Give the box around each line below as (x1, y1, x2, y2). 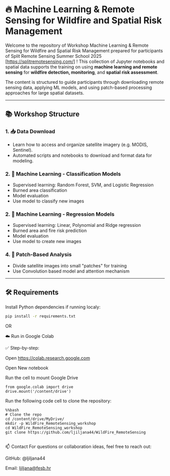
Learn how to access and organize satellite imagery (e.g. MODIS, (12, 141, 148, 148)
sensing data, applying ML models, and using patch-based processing (5, 84, 152, 90)
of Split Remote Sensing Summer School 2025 (5, 53, 102, 59)
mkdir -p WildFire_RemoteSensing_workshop (5, 421, 96, 426)
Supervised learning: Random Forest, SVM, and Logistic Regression (12, 182, 154, 188)
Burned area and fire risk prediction (12, 227, 87, 234)
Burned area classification (12, 187, 67, 193)
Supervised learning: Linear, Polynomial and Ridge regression (12, 222, 141, 228)
